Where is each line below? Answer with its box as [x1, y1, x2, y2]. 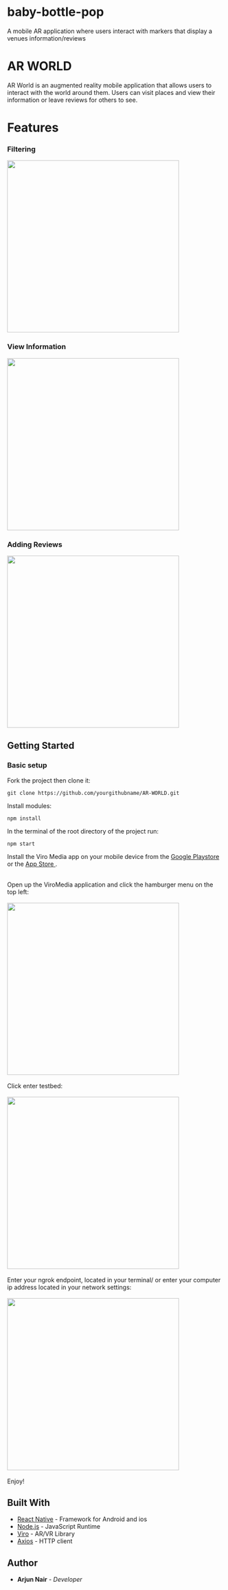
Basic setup [7, 761, 47, 770]
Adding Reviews [7, 540, 63, 549]
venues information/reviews [7, 34, 86, 42]
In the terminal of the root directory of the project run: [7, 827, 159, 835]
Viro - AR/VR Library [16, 1529, 76, 1538]
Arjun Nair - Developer [16, 1576, 82, 1584]
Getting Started [7, 740, 75, 752]
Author [7, 1557, 38, 1569]
